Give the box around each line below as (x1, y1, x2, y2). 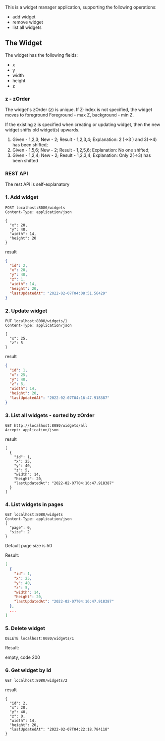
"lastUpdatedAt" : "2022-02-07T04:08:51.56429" (9, 291, 108, 296)
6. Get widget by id (5, 667, 51, 674)
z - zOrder (5, 95, 30, 102)
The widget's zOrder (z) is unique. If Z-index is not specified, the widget (5, 107, 153, 113)
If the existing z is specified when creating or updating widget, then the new (5, 122, 161, 127)
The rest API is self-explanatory (5, 181, 70, 187)
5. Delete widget (5, 624, 46, 631)
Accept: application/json (5, 428, 58, 433)
